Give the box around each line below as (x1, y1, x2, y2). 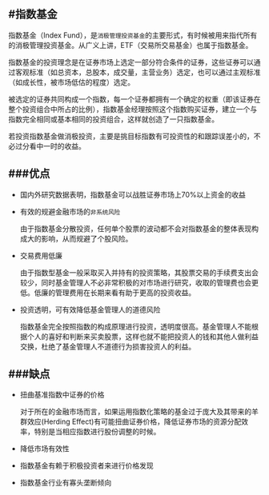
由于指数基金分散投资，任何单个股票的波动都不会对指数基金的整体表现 (19, 223, 252, 234)
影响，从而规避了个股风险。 (41, 234, 133, 243)
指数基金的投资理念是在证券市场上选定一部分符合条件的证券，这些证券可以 (8, 57, 254, 66)
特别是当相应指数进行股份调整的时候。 (34, 427, 161, 437)
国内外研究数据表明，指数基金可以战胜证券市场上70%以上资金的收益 (19, 190, 247, 199)
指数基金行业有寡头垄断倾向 (19, 478, 112, 488)
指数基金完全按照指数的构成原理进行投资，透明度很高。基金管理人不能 (19, 321, 252, 331)
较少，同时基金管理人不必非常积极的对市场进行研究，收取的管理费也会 (19, 277, 252, 287)
